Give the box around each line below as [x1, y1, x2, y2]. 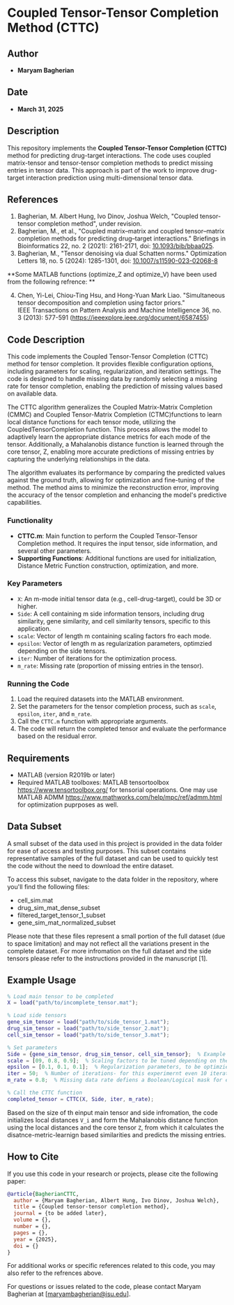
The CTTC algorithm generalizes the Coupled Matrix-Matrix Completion [7, 403, 212, 412]
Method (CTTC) [7, 20, 100, 36]
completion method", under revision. [37, 219, 142, 228]
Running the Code [7, 679, 70, 688]
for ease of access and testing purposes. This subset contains [7, 846, 187, 855]
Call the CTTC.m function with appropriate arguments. [17, 717, 169, 726]
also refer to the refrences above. [7, 1269, 103, 1277]
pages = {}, [13, 1229, 49, 1236]
